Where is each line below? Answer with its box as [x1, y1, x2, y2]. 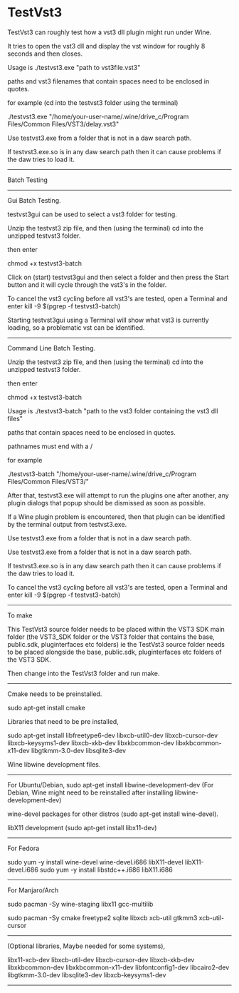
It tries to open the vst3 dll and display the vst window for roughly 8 [7, 41, 206, 50]
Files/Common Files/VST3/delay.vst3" [7, 119, 119, 128]
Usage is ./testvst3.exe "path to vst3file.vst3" [7, 63, 141, 71]
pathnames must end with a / [7, 442, 93, 450]
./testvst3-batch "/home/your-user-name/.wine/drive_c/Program [7, 469, 197, 478]
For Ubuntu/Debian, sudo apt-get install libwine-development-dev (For [7, 780, 214, 789]
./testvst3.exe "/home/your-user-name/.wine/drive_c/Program [7, 112, 189, 121]
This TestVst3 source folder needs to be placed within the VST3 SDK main [7, 625, 225, 633]
